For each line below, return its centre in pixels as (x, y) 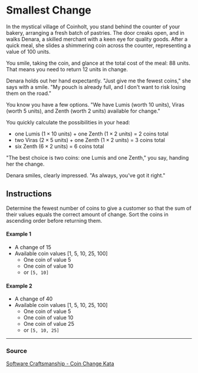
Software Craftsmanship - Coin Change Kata (60, 364)
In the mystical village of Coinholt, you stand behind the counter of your (93, 27)
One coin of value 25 (49, 324)
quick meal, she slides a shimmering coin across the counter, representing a (99, 45)
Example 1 (19, 234)
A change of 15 (33, 247)
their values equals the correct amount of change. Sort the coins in (88, 214)
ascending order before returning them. (54, 220)
